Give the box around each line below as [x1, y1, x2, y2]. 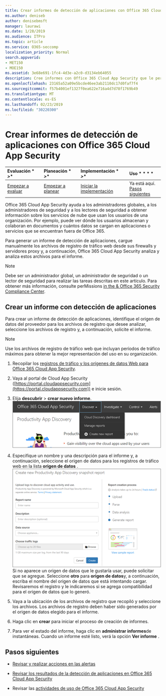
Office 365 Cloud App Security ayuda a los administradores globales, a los [5, 202, 157, 208]
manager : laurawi [5, 24, 41, 29]
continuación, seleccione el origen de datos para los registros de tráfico [12, 458, 159, 464]
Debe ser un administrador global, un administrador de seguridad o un [5, 273, 148, 279]
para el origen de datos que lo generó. [12, 589, 90, 595]
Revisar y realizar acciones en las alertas [12, 661, 95, 667]
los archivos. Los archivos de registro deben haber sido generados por [12, 604, 157, 610]
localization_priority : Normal [5, 50, 70, 54]
